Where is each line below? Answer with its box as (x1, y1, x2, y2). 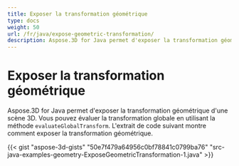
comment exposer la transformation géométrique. (7, 129, 153, 138)
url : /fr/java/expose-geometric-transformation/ (7, 30, 154, 38)
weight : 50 (7, 24, 40, 31)
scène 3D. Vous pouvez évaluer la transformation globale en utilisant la (7, 114, 216, 123)
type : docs (7, 17, 40, 24)
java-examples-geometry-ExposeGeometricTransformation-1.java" (7, 150, 203, 159)
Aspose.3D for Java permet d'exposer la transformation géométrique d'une (7, 106, 228, 115)
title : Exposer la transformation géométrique (7, 10, 148, 18)
